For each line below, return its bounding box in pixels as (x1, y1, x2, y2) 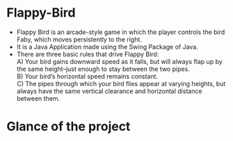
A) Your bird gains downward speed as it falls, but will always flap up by (16, 57, 223, 65)
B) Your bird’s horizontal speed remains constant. (16, 72, 158, 81)
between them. (16, 94, 61, 102)
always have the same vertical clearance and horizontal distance (16, 87, 202, 95)
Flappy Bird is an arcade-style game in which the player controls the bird (16, 28, 225, 36)
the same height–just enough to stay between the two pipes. (16, 65, 191, 73)
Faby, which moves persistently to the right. (16, 35, 142, 43)
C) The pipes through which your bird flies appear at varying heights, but (16, 79, 226, 88)
